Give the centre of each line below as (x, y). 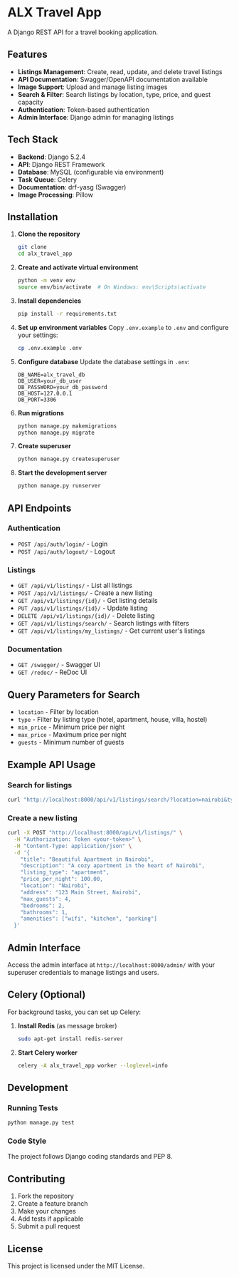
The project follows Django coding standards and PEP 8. (90, 1157)
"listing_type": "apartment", (65, 873)
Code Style (27, 1141)
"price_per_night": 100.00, (62, 879)
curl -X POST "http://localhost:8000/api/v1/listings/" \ (95, 833)
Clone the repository (49, 234)
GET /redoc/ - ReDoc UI (52, 672)
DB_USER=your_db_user (49, 381)
